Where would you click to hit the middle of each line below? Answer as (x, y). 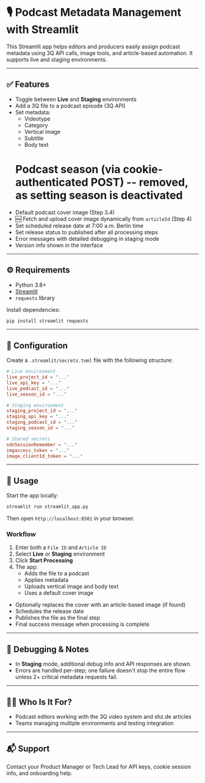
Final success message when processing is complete (82, 624)
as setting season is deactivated (99, 195)
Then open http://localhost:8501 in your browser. (70, 518)
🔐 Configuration (37, 346)
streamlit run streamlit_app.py (47, 507)
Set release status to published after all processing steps (87, 232)
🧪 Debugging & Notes (48, 649)
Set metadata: (33, 112)
